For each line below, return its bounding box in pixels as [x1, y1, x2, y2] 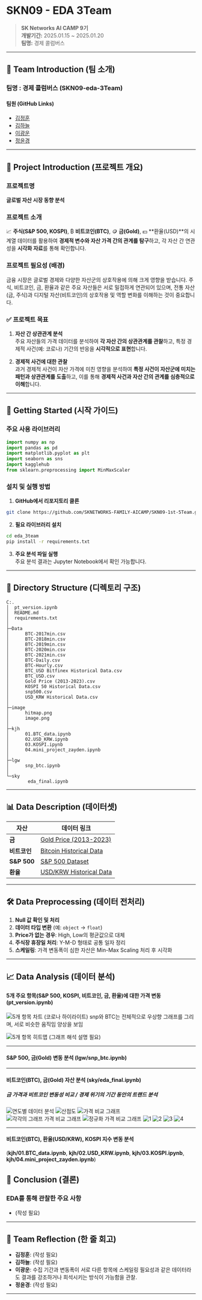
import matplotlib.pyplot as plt [6, 450, 90, 457]
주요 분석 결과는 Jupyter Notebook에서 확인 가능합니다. [14, 558, 147, 565]
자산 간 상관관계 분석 [14, 330, 63, 337]
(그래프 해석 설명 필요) [49, 1033, 101, 1040]
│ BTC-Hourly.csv [6, 662, 63, 669]
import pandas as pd [6, 445, 58, 451]
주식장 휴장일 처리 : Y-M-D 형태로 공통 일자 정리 [14, 939, 126, 946]
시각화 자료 [17, 245, 43, 252]
